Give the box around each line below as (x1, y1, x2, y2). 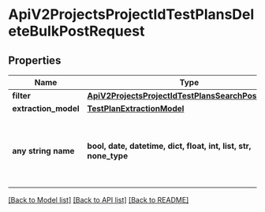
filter (12, 91, 32, 101)
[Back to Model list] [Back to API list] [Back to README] (8, 195, 189, 204)
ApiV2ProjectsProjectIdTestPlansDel (8, 6, 255, 24)
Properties (8, 54, 62, 67)
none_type (87, 151, 129, 161)
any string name (12, 146, 75, 156)
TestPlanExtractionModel (87, 103, 185, 113)
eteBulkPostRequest (8, 22, 145, 40)
